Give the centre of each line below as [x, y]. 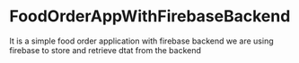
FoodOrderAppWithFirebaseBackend [150, 16]
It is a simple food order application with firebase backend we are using [141, 41]
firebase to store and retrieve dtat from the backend [106, 50]
